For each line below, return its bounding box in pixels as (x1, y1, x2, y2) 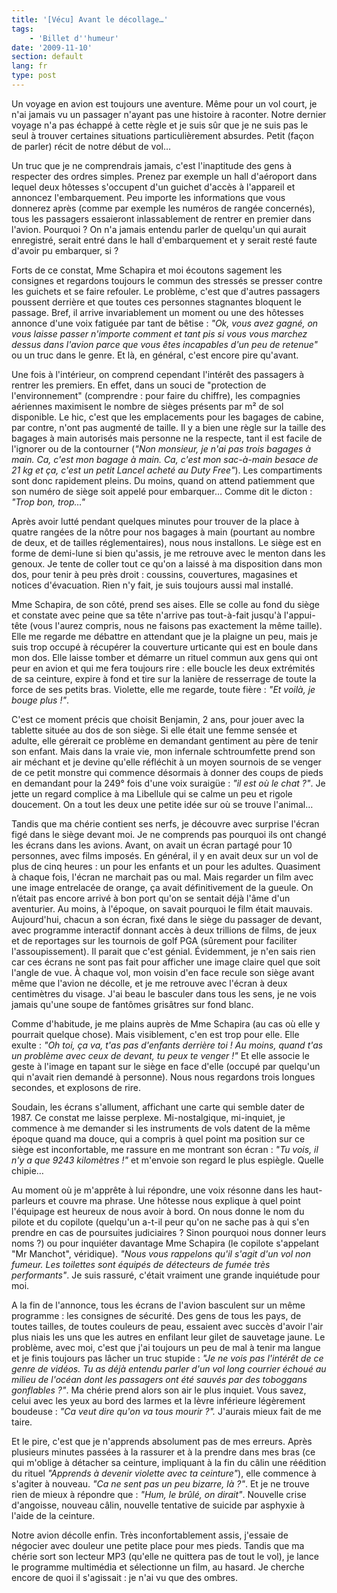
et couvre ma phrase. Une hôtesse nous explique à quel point (47, 1194, 301, 1206)
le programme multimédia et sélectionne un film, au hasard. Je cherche (11, 1561, 305, 1573)
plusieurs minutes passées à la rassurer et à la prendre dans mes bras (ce (11, 1446, 316, 1458)
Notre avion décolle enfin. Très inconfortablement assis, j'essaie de (11, 1529, 289, 1541)
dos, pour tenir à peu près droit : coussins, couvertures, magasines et (11, 568, 298, 580)
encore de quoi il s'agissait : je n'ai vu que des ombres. (11, 1571, 238, 1583)
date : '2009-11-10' (11, 42, 93, 53)
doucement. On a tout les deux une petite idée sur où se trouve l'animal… (11, 798, 314, 810)
